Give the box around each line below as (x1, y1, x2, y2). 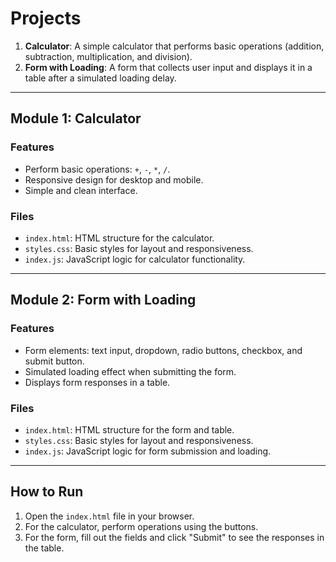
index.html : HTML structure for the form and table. (24, 423, 235, 436)
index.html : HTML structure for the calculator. (24, 232, 215, 244)
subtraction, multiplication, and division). (24, 50, 193, 62)
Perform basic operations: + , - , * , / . (24, 163, 171, 175)
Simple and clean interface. (24, 184, 138, 196)
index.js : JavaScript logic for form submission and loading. (24, 445, 272, 457)
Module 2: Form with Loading (10, 292, 197, 309)
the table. (24, 542, 65, 554)
